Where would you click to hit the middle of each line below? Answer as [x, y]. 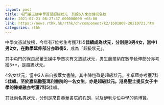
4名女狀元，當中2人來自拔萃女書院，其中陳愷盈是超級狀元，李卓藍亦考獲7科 [82, 75]
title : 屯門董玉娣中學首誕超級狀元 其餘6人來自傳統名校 [56, 14]
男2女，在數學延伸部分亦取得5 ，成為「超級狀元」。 [56, 48]
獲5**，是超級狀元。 [26, 65]
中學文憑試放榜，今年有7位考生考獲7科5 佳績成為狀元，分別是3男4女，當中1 [81, 42]
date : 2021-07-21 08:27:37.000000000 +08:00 [51, 19]
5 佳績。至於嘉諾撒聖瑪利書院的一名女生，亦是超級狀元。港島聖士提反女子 [79, 82]
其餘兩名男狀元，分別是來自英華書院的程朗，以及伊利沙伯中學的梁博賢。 [78, 98]
